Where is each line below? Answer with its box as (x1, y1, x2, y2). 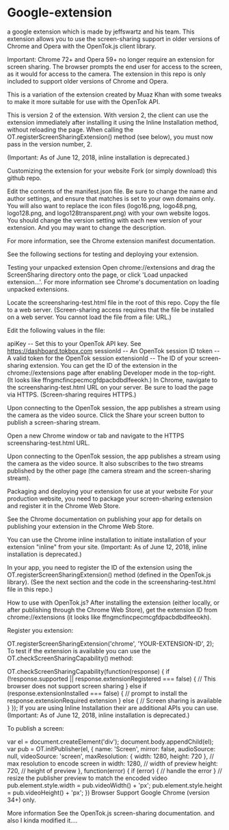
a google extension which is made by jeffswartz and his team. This (7, 27, 195, 36)
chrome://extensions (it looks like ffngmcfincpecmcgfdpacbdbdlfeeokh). (7, 613, 212, 621)
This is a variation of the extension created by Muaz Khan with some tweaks (7, 90, 222, 99)
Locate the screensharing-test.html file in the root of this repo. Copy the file (7, 298, 220, 306)
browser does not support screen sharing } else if (7, 681, 147, 690)
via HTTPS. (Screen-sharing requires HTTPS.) (7, 390, 137, 399)
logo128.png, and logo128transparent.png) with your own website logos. (7, 209, 211, 217)
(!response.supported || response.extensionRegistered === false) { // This (7, 675, 217, 683)
